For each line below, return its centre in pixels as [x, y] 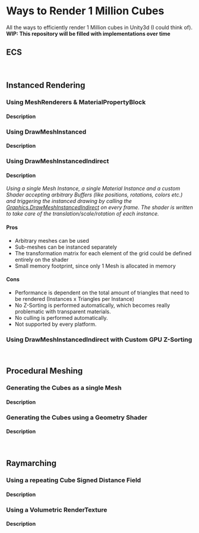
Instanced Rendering [46, 85]
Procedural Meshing [45, 371]
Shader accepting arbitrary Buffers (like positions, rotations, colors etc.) [94, 195]
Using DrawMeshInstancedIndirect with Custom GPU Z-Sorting [99, 340]
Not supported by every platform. [56, 324]
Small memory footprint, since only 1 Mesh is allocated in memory [95, 266]
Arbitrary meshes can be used [52, 240]
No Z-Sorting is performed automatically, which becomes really [92, 305]
